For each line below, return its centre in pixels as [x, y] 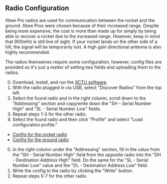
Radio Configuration [37, 8]
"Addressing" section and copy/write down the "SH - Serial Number [82, 103]
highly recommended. [28, 52]
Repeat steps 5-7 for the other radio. [50, 176]
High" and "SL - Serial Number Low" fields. [57, 108]
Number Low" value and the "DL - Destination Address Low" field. [80, 165]
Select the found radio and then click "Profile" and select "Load [78, 119]
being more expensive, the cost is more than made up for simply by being [81, 31]
